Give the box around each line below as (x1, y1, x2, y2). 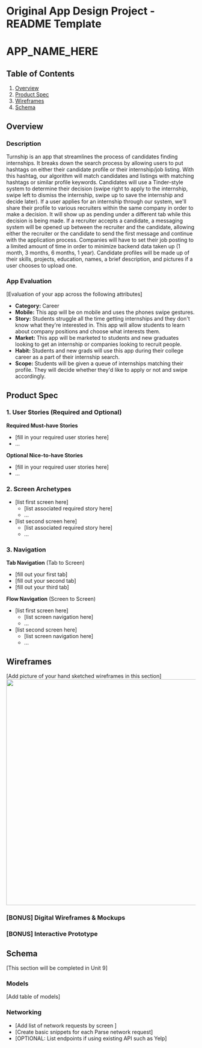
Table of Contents (6, 68, 75, 79)
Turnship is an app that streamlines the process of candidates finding (6, 152, 179, 160)
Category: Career (14, 303, 60, 310)
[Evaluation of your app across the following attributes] (6, 290, 142, 298)
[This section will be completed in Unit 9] (6, 964, 108, 971)
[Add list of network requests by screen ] (14, 1021, 117, 1029)
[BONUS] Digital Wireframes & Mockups (6, 914, 126, 922)
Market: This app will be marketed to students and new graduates (14, 334, 179, 342)
